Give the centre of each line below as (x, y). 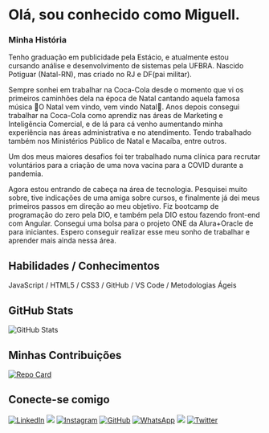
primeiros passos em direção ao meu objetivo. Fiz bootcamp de (114, 206)
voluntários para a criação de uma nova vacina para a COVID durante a (126, 165)
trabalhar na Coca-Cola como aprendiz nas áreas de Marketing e (116, 116)
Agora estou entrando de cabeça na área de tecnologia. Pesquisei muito (128, 190)
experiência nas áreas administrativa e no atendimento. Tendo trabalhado (130, 133)
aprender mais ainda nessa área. (62, 241)
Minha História (37, 40)
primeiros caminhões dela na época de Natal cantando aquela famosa (124, 99)
